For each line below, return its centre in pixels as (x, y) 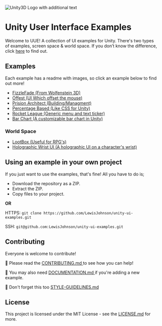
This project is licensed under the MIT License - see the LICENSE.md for (78, 314)
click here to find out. (26, 51)
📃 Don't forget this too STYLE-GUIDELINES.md (52, 287)
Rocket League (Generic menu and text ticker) (59, 113)
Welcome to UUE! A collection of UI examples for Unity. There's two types (80, 40)
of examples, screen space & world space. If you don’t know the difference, (81, 46)
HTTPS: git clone (23, 212)
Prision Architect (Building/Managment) (52, 103)
